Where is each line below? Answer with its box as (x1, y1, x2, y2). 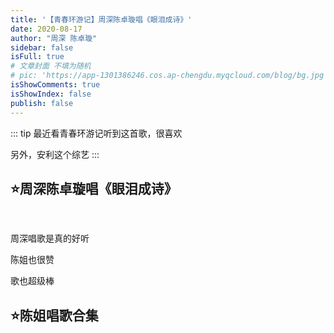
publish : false (10, 98, 74, 108)
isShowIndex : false (10, 89, 92, 99)
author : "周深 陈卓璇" (10, 33, 98, 43)
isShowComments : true (10, 80, 101, 90)
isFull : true (10, 52, 65, 62)
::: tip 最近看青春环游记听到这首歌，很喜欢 (10, 127, 183, 139)
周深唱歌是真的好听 (10, 232, 90, 245)
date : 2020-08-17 (10, 24, 83, 34)
